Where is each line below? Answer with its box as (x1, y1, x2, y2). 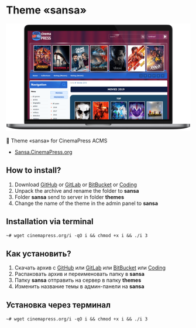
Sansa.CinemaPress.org (14, 148, 73, 155)
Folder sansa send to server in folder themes (14, 193, 125, 200)
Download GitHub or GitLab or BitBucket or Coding (14, 181, 137, 188)
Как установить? (6, 248, 71, 258)
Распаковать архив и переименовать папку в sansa (14, 271, 145, 278)
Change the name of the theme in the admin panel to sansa (14, 200, 159, 207)
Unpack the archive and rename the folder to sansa (14, 187, 139, 194)
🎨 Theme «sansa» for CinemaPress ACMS (6, 137, 108, 144)
